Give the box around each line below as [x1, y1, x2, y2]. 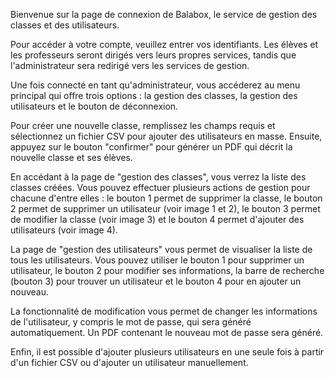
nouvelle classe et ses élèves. [10, 152, 133, 163]
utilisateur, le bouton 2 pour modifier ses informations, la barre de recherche [10, 265, 325, 276]
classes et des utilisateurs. [10, 19, 120, 31]
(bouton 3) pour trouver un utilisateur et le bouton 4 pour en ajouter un [10, 275, 302, 287]
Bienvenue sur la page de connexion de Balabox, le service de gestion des [10, 9, 318, 20]
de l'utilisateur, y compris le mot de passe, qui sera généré [10, 316, 252, 328]
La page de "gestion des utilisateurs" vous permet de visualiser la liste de [10, 244, 313, 255]
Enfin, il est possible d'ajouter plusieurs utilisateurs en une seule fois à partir [10, 346, 325, 358]
